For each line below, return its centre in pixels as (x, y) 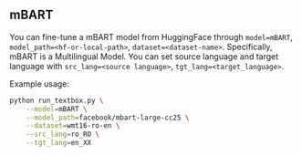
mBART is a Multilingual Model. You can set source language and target (144, 56)
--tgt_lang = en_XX (59, 143)
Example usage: (40, 83)
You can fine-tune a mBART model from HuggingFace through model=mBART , (151, 36)
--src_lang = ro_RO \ (63, 135)
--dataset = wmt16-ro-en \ (73, 126)
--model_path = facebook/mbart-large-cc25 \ (108, 118)
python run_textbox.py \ (57, 100)
